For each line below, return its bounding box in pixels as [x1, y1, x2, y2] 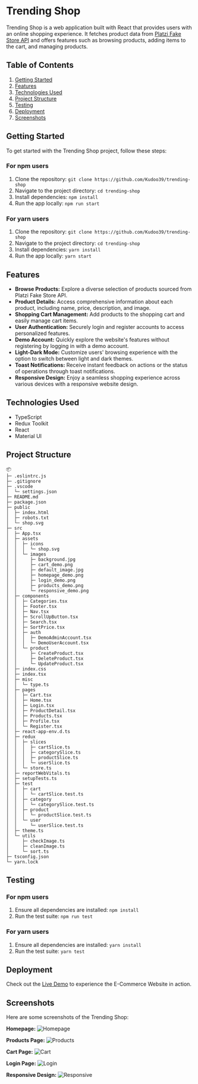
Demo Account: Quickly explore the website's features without [14, 336, 169, 343]
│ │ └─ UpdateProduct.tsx [6, 660, 84, 667]
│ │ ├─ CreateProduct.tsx [6, 650, 84, 656]
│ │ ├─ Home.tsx [6, 697, 52, 703]
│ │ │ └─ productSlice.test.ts [6, 812, 92, 818]
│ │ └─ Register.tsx [6, 723, 62, 729]
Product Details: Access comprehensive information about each [14, 298, 174, 305]
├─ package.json [6, 499, 46, 505]
